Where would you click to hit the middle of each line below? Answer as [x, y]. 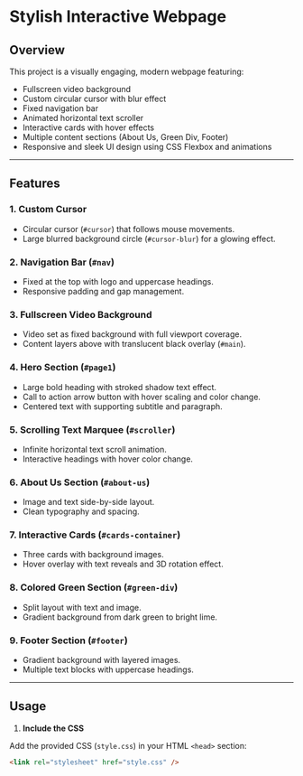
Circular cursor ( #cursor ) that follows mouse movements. [129, 229]
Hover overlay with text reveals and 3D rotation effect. [123, 564]
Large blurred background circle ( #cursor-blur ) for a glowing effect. [149, 238]
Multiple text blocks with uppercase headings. [108, 669]
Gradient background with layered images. [101, 660]
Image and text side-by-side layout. [88, 502]
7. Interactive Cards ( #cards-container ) [95, 535]
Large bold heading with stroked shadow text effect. [119, 387]
